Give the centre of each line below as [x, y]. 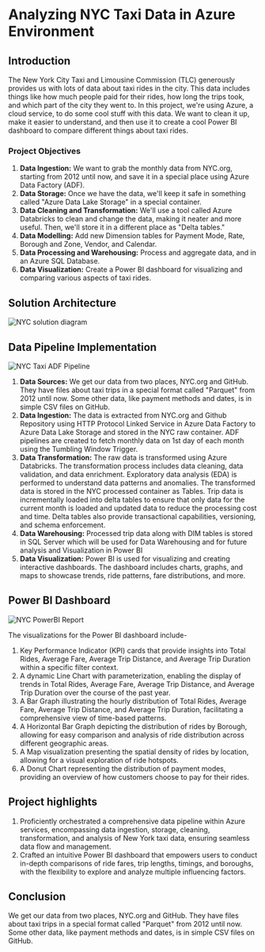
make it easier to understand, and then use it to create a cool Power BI [123, 122]
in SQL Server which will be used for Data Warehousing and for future [133, 542]
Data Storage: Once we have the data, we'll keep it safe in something [132, 194]
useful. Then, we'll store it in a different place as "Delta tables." [122, 227]
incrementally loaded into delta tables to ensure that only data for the [132, 499]
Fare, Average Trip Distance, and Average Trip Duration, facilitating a [131, 709]
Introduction [40, 61]
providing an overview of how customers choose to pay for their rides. [134, 777]
